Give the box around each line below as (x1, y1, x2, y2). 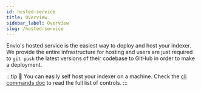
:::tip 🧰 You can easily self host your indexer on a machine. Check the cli (6, 73, 187, 80)
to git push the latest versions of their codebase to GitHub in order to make (6, 55, 196, 62)
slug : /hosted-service (6, 25, 64, 32)
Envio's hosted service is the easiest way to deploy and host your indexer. (6, 42, 191, 49)
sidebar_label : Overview (6, 20, 69, 26)
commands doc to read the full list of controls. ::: (6, 79, 128, 87)
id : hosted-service (6, 8, 56, 15)
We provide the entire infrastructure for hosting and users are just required (6, 49, 193, 56)
